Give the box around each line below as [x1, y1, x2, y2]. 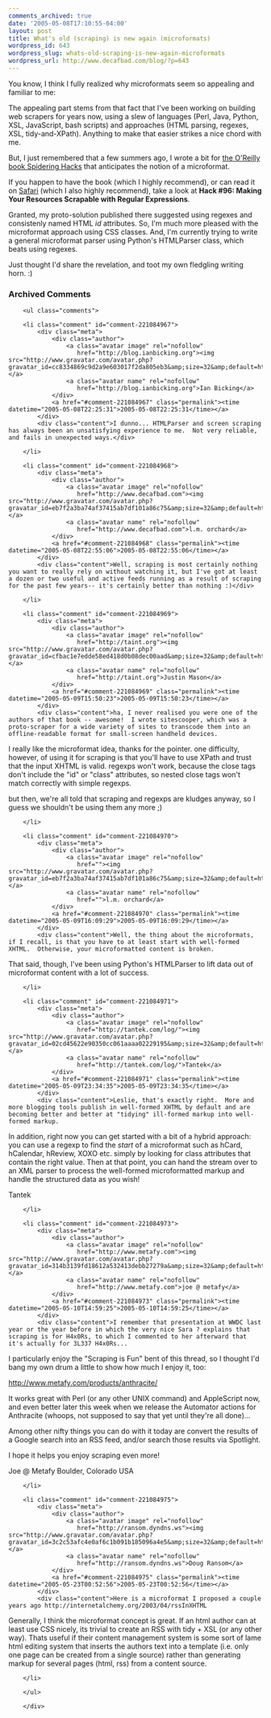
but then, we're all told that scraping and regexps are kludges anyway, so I [8, 794, 256, 804]
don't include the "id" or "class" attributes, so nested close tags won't [8, 770, 240, 780]
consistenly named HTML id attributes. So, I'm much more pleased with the [8, 218, 259, 228]
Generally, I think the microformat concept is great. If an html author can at [8, 1616, 256, 1625]
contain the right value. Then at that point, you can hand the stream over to [8, 1158, 258, 1167]
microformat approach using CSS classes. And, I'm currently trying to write [8, 227, 258, 236]
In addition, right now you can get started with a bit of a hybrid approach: [8, 1132, 252, 1142]
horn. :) [8, 268, 33, 278]
